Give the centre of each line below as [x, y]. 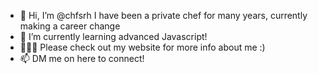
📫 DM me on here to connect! [82, 58]
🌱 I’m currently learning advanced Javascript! [113, 36]
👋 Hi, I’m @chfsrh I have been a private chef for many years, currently [163, 15]
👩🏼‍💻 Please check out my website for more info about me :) [142, 47]
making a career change [70, 26]
